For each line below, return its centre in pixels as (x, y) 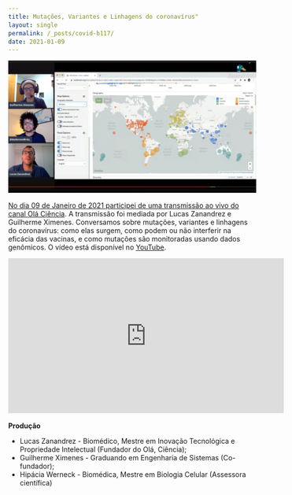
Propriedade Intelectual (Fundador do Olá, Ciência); (103, 449)
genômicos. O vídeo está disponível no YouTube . (87, 247)
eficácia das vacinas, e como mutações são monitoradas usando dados (124, 238)
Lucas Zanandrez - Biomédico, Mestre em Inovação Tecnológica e (127, 441)
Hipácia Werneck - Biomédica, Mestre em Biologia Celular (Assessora (133, 474)
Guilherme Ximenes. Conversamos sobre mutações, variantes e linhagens (128, 222)
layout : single (33, 25)
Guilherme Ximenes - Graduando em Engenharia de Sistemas (119, 457)
